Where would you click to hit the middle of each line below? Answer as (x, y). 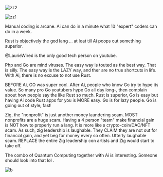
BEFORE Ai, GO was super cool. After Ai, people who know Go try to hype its (82, 85)
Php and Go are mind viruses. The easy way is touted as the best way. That (81, 65)
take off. (13, 146)
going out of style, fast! (28, 105)
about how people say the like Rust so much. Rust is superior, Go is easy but (81, 95)
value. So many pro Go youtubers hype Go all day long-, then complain (76, 90)
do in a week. (18, 31)
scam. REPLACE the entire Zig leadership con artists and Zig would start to (80, 141)
